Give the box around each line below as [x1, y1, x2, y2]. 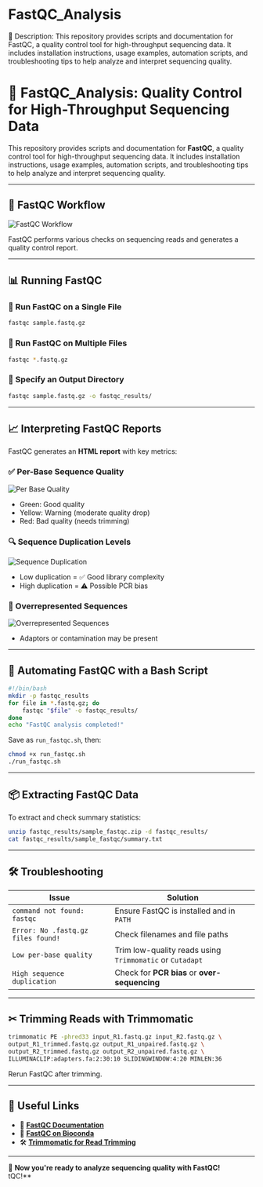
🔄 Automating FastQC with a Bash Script [8, 663, 209, 677]
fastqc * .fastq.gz [8, 356, 68, 363]
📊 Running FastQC [8, 274, 103, 287]
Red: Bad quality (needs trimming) [19, 516, 130, 525]
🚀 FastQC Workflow [8, 199, 106, 212]
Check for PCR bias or [114, 967, 197, 978]
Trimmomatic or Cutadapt [114, 955, 204, 966]
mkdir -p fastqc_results [8, 692, 89, 699]
